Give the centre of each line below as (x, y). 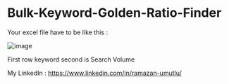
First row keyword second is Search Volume (71, 59)
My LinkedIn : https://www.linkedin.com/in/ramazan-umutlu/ (94, 73)
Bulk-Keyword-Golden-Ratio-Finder (114, 13)
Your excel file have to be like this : (57, 32)
